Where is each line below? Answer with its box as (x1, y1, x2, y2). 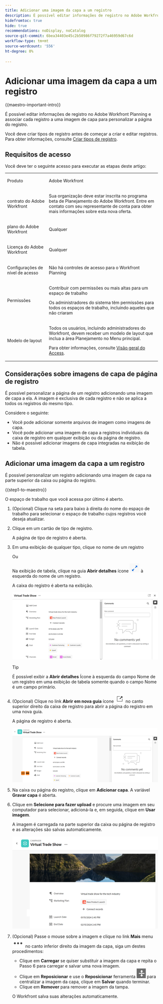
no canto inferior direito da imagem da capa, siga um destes (25, 943, 146, 949)
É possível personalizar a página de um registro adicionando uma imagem (5, 390, 153, 396)
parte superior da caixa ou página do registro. (5, 477, 97, 483)
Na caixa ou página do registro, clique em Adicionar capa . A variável (12, 787, 150, 793)
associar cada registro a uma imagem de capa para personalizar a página (5, 117, 152, 123)
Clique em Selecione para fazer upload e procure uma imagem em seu (12, 801, 155, 807)
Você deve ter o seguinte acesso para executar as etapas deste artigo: (5, 163, 147, 169)
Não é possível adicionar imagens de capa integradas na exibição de (12, 440, 150, 446)
